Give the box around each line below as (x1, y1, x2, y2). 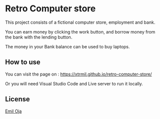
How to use (5, 58, 40, 67)
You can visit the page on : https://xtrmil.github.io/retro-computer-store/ (5, 71, 152, 77)
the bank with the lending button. (5, 34, 73, 40)
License (5, 95, 30, 104)
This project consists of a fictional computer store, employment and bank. (5, 19, 156, 25)
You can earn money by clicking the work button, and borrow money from (5, 29, 156, 35)
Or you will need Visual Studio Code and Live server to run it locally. (5, 80, 143, 86)
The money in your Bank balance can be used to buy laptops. (5, 43, 130, 49)
